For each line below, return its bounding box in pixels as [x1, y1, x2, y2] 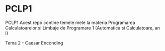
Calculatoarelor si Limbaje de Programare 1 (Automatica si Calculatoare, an [5, 24, 160, 30]
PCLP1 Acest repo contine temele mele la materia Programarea [5, 19, 135, 25]
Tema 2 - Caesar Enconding [5, 39, 63, 45]
